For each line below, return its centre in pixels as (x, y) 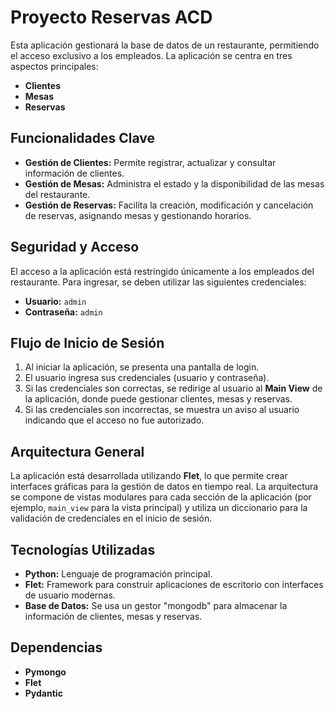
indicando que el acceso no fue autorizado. (114, 420)
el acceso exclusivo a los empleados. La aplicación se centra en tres (151, 55)
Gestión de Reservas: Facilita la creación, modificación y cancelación (169, 205)
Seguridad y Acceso (75, 247)
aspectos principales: (54, 66)
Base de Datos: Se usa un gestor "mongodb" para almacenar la (156, 605)
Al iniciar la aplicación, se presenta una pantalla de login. (142, 367)
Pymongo (45, 672)
